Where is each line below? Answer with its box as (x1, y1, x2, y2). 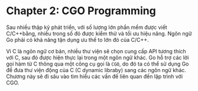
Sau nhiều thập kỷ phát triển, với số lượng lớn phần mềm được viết (6, 24, 167, 31)
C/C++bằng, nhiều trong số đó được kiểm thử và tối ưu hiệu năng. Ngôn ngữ (6, 30, 192, 37)
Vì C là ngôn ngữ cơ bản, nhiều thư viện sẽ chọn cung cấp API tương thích (6, 47, 186, 54)
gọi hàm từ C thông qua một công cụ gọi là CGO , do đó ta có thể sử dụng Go (6, 60, 189, 67)
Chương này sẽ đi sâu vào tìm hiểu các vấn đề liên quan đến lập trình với (6, 73, 183, 80)
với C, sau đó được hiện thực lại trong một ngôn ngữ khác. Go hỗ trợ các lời (6, 54, 189, 61)
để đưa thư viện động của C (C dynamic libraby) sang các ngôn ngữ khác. (6, 66, 186, 73)
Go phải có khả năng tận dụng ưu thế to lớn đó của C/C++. (6, 36, 149, 43)
